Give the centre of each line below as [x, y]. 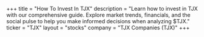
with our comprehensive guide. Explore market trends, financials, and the [98, 15]
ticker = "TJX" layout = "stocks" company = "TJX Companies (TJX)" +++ [98, 27]
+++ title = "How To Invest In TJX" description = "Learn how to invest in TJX [102, 9]
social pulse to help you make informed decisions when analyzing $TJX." [98, 21]
